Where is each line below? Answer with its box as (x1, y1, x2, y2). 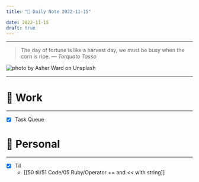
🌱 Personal (6, 137, 60, 151)
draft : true (6, 25, 36, 31)
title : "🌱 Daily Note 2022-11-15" (6, 8, 92, 15)
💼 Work (6, 91, 43, 104)
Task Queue (14, 116, 44, 123)
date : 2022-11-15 (6, 19, 49, 25)
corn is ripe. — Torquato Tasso (20, 53, 97, 60)
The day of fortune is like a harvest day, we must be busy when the (20, 47, 185, 54)
